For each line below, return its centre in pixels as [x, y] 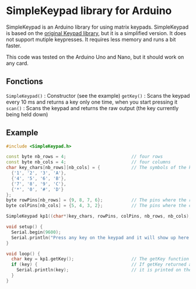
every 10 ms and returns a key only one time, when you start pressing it [92, 102]
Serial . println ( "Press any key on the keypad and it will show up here [100, 238]
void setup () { [24, 227]
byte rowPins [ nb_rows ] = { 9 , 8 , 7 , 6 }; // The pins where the [96, 200]
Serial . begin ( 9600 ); [36, 232]
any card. [17, 63]
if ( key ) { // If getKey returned [99, 264]
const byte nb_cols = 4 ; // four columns [88, 162]
